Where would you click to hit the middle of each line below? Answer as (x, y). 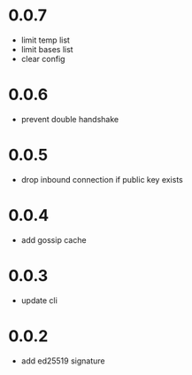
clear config (43, 59)
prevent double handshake (70, 119)
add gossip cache (54, 239)
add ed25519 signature (63, 361)
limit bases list (47, 49)
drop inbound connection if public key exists (102, 179)
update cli (39, 300)
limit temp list (45, 40)
